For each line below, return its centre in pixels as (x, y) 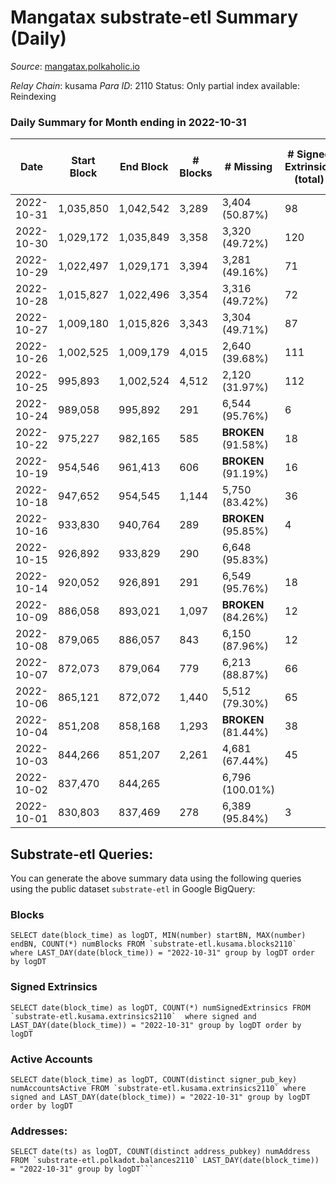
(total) (309, 179)
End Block (144, 167)
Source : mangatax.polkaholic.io (75, 66)
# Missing (248, 167)
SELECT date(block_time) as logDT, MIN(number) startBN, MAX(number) (158, 936)
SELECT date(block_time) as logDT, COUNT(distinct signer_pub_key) (154, 1079)
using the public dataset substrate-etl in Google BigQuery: (133, 889)
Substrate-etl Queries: (82, 854)
